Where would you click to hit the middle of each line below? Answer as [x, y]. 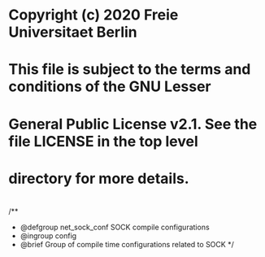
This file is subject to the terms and [130, 70]
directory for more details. [99, 179]
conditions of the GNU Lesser [110, 87]
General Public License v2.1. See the [133, 124]
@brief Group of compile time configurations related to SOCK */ [127, 244]
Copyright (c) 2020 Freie [93, 15]
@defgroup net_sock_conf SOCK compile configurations [115, 227]
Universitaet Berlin [73, 32]
